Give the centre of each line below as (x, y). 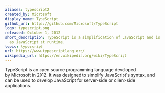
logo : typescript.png (27, 28)
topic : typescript (24, 46)
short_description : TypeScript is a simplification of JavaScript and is (83, 38)
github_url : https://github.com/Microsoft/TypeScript (62, 23)
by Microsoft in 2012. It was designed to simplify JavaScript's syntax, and (80, 75)
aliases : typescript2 (27, 10)
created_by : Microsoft (28, 14)
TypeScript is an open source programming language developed (71, 70)
